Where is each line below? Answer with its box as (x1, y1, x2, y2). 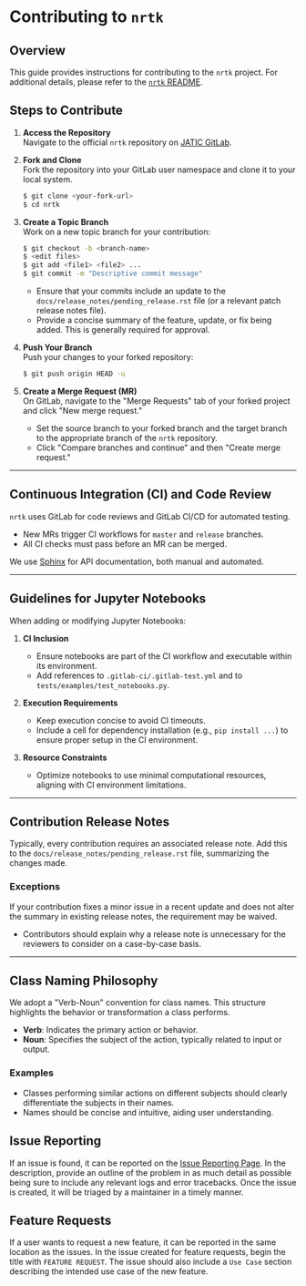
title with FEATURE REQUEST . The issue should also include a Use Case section (9, 1256, 292, 1268)
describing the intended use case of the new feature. (9, 1266, 209, 1277)
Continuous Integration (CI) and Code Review (9, 487, 271, 502)
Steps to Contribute (9, 103, 123, 118)
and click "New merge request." (22, 405, 143, 416)
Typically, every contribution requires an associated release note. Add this (9, 838, 288, 849)
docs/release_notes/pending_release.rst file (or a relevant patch (36, 295, 281, 306)
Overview (9, 43, 66, 58)
